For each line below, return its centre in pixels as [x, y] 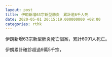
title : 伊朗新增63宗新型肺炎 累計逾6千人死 [47, 15]
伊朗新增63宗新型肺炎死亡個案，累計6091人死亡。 [58, 39]
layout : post [19, 10]
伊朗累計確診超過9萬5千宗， [35, 50]
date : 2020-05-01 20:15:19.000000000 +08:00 [53, 19]
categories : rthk [24, 24]
